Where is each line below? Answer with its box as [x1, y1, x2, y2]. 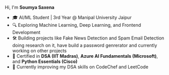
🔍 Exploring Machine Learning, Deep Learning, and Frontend [12, 22, 141, 28]
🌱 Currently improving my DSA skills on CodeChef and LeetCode [12, 64, 149, 70]
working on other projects [12, 48, 67, 54]
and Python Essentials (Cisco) [12, 58, 78, 64]
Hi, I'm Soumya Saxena [5, 5, 55, 10]
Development [12, 29, 41, 35]
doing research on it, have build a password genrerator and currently [12, 43, 157, 48]
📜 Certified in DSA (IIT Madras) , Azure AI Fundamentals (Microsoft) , [12, 53, 158, 59]
